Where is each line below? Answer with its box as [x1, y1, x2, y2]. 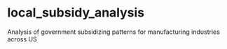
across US [7, 35, 37, 43]
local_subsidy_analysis [7, 5, 145, 21]
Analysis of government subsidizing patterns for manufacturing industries [7, 28, 221, 36]
